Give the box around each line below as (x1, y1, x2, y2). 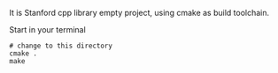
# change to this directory (9, 41, 113, 50)
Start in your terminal (9, 25, 86, 34)
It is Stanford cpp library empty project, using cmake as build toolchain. (9, 8, 270, 18)
